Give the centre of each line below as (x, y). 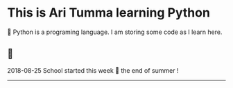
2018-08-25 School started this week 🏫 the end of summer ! (93, 70)
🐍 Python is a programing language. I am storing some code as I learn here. (115, 32)
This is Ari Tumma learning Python (109, 13)
